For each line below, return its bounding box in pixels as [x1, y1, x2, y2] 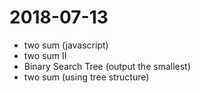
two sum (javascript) [23, 39, 109, 51]
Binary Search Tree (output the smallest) [23, 60, 191, 72]
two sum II [23, 49, 67, 61]
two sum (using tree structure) [23, 71, 150, 83]
